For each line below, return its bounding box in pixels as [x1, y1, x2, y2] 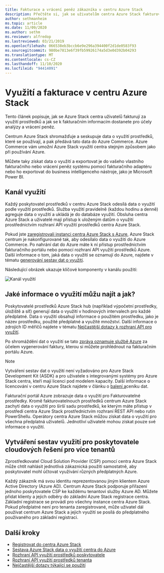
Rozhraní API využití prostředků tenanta [12, 557, 92, 563]
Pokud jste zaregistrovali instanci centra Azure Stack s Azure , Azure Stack [5, 231, 155, 237]
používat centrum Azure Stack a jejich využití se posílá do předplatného [5, 509, 149, 515]
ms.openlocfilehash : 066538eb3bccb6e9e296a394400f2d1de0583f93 [5, 43, 137, 48]
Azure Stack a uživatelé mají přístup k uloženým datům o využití [5, 217, 134, 222]
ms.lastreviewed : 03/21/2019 [5, 39, 64, 44]
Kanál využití [5, 188, 46, 197]
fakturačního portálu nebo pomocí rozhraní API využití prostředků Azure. [5, 247, 151, 253]
